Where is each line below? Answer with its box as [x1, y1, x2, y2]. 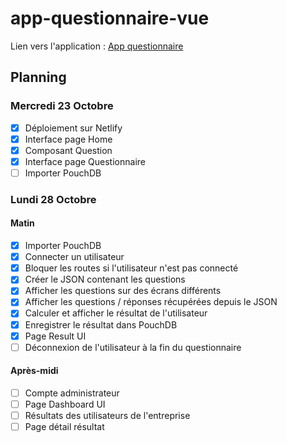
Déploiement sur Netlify [24, 122, 123, 134]
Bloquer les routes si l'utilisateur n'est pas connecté [24, 262, 239, 274]
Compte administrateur [24, 387, 120, 399]
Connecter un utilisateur [24, 251, 125, 263]
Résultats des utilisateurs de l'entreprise [24, 410, 191, 422]
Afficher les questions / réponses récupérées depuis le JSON [24, 296, 278, 308]
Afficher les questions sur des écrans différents [24, 285, 222, 297]
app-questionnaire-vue [10, 7, 210, 30]
